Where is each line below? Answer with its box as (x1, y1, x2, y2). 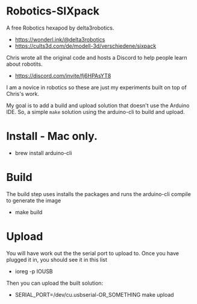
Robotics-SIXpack (6, 4, 99, 18)
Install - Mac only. (6, 130, 98, 143)
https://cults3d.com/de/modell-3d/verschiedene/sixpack (14, 42, 157, 49)
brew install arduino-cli (14, 149, 72, 156)
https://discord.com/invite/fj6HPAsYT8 (14, 72, 111, 79)
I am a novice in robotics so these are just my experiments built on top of (6, 83, 187, 91)
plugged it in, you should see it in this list (6, 256, 107, 263)
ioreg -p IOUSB (14, 267, 53, 275)
